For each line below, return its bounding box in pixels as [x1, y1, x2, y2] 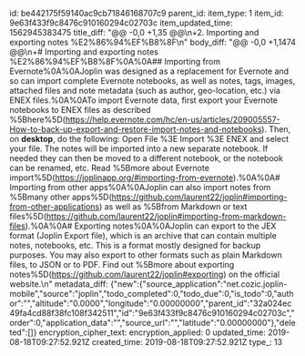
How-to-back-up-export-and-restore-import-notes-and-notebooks [9, 124, 262, 135]
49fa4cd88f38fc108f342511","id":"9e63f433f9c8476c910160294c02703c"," [9, 308, 295, 318]
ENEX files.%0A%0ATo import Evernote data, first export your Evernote [9, 95, 279, 106]
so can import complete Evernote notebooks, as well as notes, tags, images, [9, 76, 296, 86]
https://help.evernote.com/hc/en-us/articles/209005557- [65, 114, 280, 125]
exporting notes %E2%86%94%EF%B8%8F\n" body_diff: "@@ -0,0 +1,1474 [9, 36, 297, 47]
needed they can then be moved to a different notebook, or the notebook [9, 153, 284, 163]
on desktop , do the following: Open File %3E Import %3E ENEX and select [9, 134, 290, 144]
